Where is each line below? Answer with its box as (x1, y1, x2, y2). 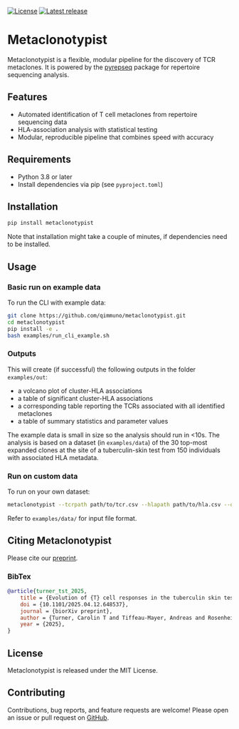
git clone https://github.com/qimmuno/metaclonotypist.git (7, 312, 186, 319)
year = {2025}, (20, 621, 65, 628)
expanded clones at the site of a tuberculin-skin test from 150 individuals (7, 446, 221, 454)
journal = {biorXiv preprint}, (20, 607, 113, 615)
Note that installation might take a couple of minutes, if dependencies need (7, 233, 228, 241)
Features (7, 91, 48, 103)
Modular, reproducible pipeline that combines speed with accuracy (17, 133, 214, 141)
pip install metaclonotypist (7, 220, 94, 227)
